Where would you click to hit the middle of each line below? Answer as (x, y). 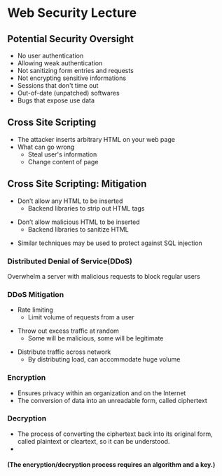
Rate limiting (35, 310)
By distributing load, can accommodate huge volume (104, 359)
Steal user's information (62, 154)
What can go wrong (46, 147)
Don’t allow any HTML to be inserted (70, 201)
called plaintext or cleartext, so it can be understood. (93, 441)
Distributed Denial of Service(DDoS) (70, 261)
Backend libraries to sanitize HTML (78, 229)
